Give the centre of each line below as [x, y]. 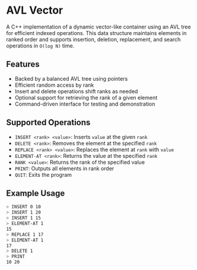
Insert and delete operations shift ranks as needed [76, 91]
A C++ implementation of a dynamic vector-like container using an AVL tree [99, 27]
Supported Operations [48, 123]
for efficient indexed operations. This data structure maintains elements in [96, 33]
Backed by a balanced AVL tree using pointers [71, 78]
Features [23, 64]
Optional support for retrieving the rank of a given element [86, 97]
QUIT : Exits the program [43, 174]
